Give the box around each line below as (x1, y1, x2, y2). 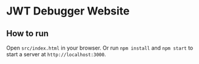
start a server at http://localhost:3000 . (6, 51, 106, 58)
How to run (6, 28, 49, 39)
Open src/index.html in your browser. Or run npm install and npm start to (6, 44, 194, 51)
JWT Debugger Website (6, 4, 130, 18)
